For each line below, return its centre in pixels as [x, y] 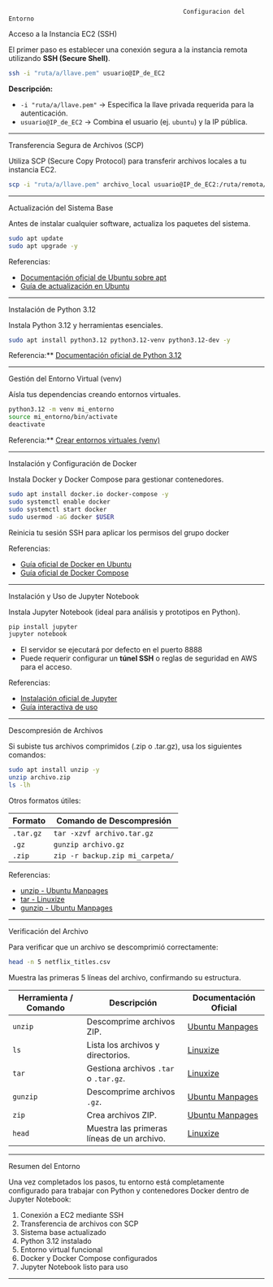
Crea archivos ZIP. [121, 1115]
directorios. [108, 1055]
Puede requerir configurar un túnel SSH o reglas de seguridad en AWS [139, 658]
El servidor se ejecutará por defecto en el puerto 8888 [111, 650]
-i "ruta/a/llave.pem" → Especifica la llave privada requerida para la [137, 104]
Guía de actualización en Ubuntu [75, 286]
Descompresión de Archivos [56, 731]
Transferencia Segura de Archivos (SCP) [76, 145]
